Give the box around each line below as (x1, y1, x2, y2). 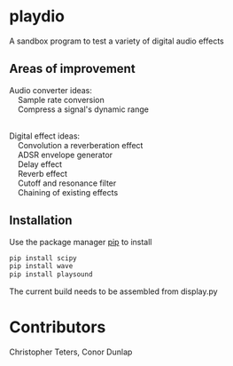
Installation (9, 213, 73, 228)
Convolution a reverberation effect (17, 139, 144, 150)
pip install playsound (9, 270, 93, 279)
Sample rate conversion (17, 94, 105, 105)
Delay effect (17, 158, 63, 170)
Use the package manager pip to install (9, 236, 152, 247)
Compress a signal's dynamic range (17, 104, 149, 115)
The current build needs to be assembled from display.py (9, 286, 219, 297)
